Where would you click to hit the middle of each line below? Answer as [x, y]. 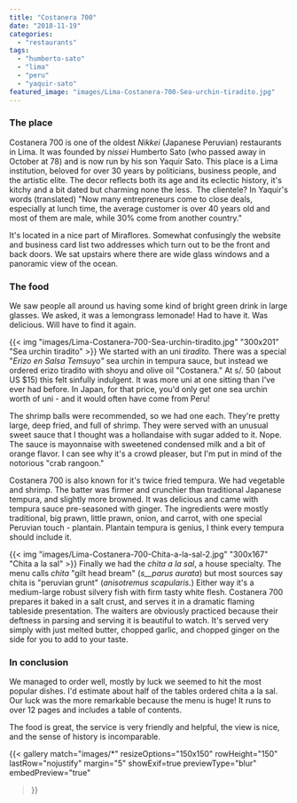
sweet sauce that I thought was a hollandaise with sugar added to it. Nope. [145, 435]
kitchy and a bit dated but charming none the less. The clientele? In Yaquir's [148, 189]
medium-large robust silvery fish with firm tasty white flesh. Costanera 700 [146, 592]
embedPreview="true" [50, 773]
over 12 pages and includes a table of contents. [96, 710]
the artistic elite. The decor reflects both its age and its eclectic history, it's [145, 180]
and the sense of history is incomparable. [85, 737]
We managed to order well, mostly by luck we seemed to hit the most [135, 682]
